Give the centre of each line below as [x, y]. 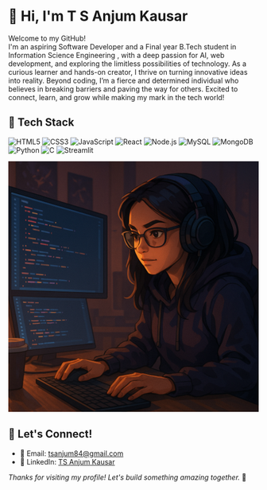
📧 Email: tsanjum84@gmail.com [72, 453]
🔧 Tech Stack [41, 122]
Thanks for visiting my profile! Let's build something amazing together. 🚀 [128, 477]
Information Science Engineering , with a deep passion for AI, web [116, 55]
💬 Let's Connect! [50, 434]
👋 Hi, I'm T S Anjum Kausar [98, 16]
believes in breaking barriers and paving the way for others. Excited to [123, 89]
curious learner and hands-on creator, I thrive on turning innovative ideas [128, 72]
